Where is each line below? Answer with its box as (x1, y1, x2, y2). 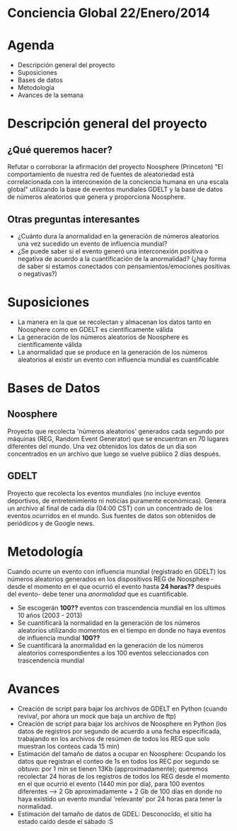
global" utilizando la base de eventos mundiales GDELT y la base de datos (7, 185, 224, 194)
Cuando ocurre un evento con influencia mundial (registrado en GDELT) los (7, 567, 226, 575)
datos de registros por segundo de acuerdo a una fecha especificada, (17, 727, 221, 735)
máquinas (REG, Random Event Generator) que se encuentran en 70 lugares (7, 434, 229, 443)
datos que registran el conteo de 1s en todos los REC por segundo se (17, 757, 219, 765)
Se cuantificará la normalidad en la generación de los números (17, 618, 200, 627)
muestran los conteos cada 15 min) (17, 742, 120, 750)
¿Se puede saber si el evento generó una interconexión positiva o (17, 246, 209, 256)
